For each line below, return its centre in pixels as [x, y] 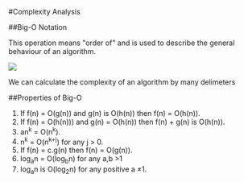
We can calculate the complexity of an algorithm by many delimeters [122, 82]
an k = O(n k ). [40, 131]
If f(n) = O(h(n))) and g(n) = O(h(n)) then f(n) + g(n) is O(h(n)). [122, 122]
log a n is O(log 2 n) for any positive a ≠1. [83, 170]
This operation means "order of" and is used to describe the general [122, 43]
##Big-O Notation [38, 27]
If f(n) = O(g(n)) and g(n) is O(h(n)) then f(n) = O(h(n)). [110, 113]
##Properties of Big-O [45, 97]
